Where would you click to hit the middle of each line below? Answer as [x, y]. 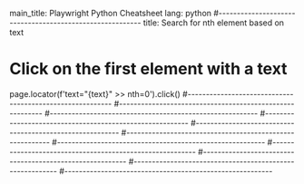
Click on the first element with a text [148, 69]
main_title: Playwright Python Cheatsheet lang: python [110, 13]
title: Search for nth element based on [213, 23]
